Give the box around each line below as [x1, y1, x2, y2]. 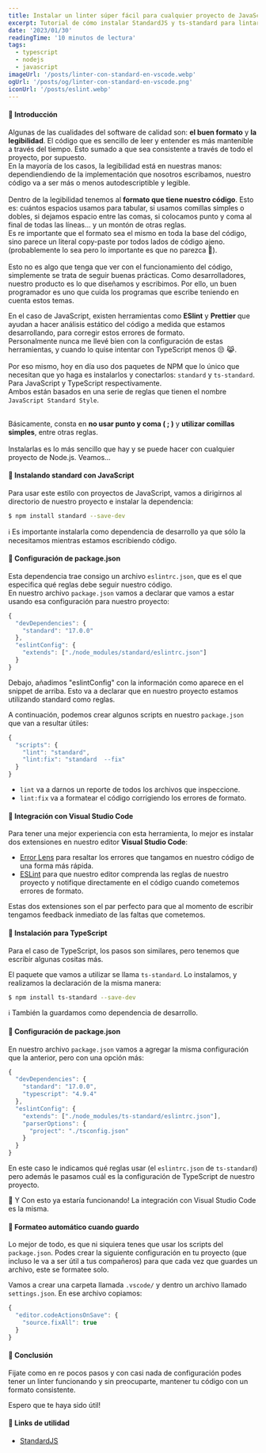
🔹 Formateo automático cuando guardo [8, 1222, 140, 1231]
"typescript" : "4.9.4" [22, 1090, 97, 1098]
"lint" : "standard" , [22, 748, 90, 756]
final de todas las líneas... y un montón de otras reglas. [8, 219, 187, 230]
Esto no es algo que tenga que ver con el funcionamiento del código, [8, 262, 234, 272]
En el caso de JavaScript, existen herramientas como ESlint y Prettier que [8, 310, 251, 321]
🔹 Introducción [8, 109, 58, 119]
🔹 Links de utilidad [8, 1418, 70, 1428]
